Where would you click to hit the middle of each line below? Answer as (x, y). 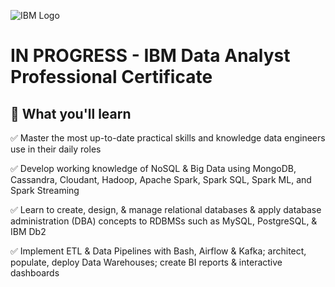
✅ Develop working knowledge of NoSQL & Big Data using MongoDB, (153, 168)
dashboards (35, 273)
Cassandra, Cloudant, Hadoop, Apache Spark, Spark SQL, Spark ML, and (161, 179)
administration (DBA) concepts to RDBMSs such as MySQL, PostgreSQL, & (164, 221)
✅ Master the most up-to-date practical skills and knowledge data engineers (168, 138)
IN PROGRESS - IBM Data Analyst (150, 56)
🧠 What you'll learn (71, 113)
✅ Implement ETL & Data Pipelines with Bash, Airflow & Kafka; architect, (158, 251)
